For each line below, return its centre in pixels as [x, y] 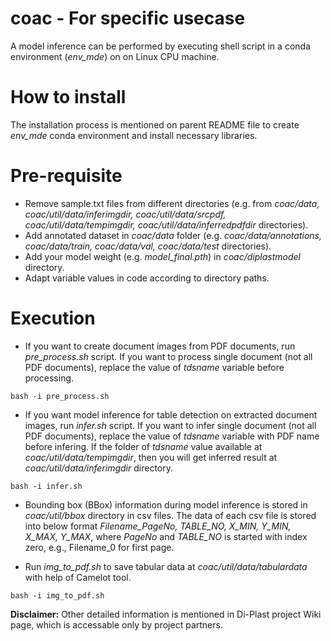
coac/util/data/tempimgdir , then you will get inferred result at [151, 457]
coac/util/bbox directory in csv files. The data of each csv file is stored [170, 515]
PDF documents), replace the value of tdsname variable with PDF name [172, 436]
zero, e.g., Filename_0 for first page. [99, 547]
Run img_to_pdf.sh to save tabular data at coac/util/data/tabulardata [166, 566]
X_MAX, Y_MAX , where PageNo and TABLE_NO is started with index [166, 536]
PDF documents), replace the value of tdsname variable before [154, 367]
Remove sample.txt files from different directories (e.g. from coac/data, [172, 203]
